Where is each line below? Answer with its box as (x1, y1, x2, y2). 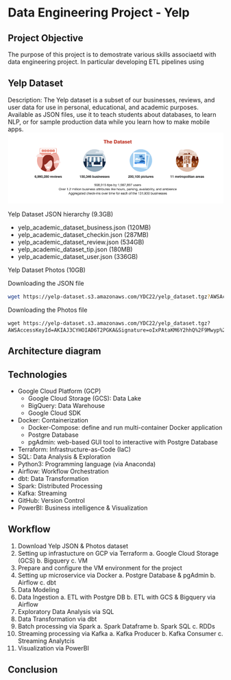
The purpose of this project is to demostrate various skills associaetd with (8, 50, 217, 58)
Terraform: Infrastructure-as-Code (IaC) (17, 445, 131, 454)
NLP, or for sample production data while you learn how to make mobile (8, 117, 210, 126)
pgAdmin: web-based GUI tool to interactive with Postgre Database (27, 438, 218, 446)
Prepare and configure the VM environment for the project (17, 563, 182, 571)
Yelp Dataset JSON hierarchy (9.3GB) (8, 210, 114, 218)
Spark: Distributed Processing (17, 482, 103, 490)
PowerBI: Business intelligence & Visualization (17, 503, 148, 512)
